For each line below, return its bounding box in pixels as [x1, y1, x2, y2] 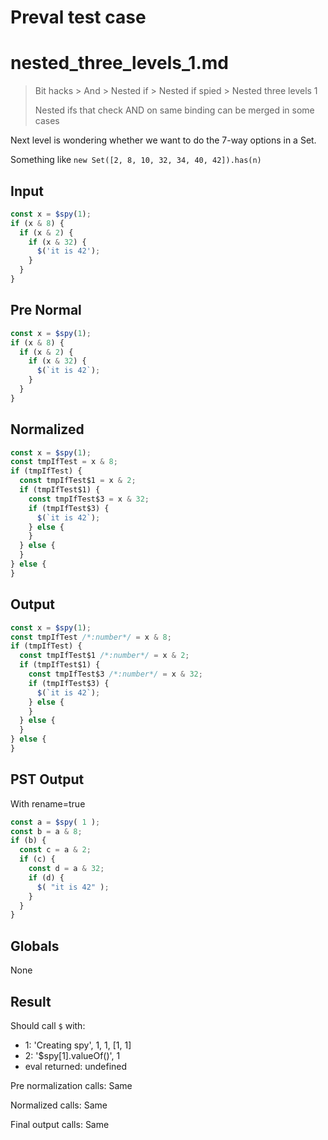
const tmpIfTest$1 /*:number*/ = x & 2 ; [19, 651, 190, 661]
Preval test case [10, 6, 147, 29]
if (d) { [28, 872, 65, 883]
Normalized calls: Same [10, 1099, 108, 1111]
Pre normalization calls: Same [10, 1079, 133, 1091]
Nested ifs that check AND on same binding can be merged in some [34, 104, 315, 116]
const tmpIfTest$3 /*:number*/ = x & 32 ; [28, 669, 203, 679]
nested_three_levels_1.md [10, 52, 229, 75]
